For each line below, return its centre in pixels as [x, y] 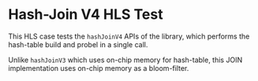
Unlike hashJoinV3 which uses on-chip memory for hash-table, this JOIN [125, 60]
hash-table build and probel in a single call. [78, 44]
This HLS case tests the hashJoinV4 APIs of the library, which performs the [129, 36]
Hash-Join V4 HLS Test [86, 15]
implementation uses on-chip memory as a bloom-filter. [99, 68]
